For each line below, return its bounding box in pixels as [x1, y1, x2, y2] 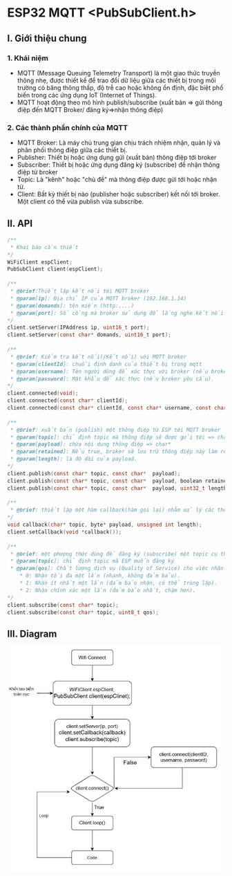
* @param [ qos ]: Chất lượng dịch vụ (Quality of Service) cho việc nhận [10, 565, 224, 572]
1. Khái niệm [7, 53, 48, 63]
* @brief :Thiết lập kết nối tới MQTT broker [10, 288, 150, 295]
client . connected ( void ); [7, 390, 79, 397]
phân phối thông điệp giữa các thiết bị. [17, 146, 128, 154]
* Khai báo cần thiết [10, 244, 79, 250]
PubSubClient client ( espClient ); [7, 266, 104, 273]
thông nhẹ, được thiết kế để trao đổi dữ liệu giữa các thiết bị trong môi [17, 76, 216, 84]
